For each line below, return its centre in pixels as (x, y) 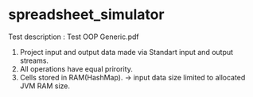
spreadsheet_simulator (86, 15)
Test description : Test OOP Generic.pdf (74, 37)
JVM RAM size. (45, 86)
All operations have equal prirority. (76, 68)
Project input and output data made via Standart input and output (126, 52)
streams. (34, 60)
